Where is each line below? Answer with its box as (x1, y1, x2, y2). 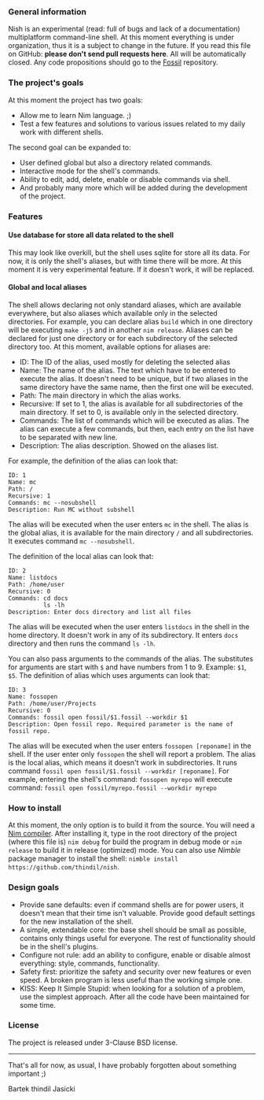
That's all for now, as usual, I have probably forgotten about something (8, 1060, 237, 1069)
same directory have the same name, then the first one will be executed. (19, 382, 254, 391)
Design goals (8, 882, 60, 893)
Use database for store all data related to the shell (8, 231, 174, 240)
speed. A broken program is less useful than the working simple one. (19, 975, 243, 984)
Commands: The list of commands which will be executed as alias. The (19, 416, 250, 425)
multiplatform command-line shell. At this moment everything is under (8, 32, 234, 42)
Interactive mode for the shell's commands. (19, 166, 161, 176)
